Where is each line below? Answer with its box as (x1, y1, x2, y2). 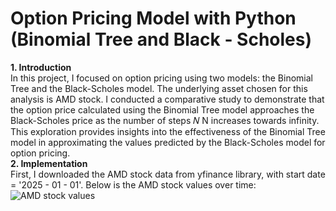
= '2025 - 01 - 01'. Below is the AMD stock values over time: (10, 178, 257, 191)
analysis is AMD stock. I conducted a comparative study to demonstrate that (10, 93, 325, 105)
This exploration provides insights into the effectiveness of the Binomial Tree (10, 125, 326, 137)
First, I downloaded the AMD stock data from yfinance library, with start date (10, 168, 326, 180)
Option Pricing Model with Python (10, 7, 297, 30)
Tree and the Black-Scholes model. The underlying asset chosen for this (10, 82, 308, 94)
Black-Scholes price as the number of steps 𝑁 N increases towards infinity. (10, 114, 320, 126)
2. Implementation (10, 157, 88, 169)
